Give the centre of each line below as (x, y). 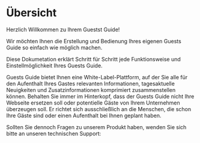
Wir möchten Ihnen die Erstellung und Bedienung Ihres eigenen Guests (94, 41)
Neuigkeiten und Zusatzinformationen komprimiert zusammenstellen (91, 90)
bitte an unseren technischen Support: (54, 133)
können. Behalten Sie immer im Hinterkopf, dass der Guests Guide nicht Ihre (100, 96)
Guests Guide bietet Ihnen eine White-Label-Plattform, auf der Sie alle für (97, 77)
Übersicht (32, 13)
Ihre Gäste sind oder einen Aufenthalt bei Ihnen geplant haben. (84, 115)
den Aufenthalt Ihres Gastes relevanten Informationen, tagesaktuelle (91, 84)
